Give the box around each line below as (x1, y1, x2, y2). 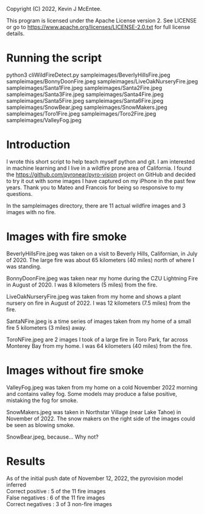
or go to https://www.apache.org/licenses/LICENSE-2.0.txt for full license (6, 24, 191, 30)
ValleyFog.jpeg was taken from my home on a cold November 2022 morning (6, 383, 198, 391)
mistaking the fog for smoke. (6, 397, 79, 404)
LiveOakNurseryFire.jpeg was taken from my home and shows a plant (6, 293, 181, 300)
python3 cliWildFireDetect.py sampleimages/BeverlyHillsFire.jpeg (6, 71, 171, 78)
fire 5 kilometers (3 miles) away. (6, 324, 87, 331)
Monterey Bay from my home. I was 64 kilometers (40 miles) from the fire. (6, 342, 192, 349)
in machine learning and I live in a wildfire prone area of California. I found (6, 164, 192, 172)
